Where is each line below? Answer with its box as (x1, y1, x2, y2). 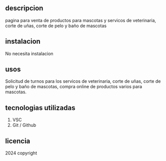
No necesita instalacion (5, 50, 53, 57)
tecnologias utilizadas (5, 103, 76, 112)
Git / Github (12, 122, 36, 128)
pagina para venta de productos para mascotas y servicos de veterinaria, (5, 17, 156, 23)
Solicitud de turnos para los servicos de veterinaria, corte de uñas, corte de (5, 78, 161, 84)
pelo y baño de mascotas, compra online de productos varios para (5, 84, 142, 90)
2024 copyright (5, 150, 37, 156)
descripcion (5, 4, 43, 13)
